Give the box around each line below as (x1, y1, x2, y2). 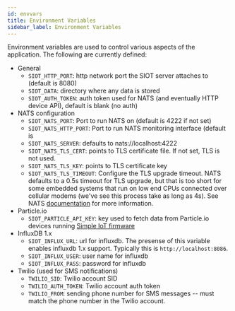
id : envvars (7, 10, 42, 18)
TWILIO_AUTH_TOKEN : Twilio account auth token (28, 282, 161, 291)
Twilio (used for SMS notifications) (17, 266, 119, 276)
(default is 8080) (28, 79, 78, 88)
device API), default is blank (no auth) (28, 102, 138, 110)
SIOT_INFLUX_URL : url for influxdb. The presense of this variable (28, 237, 210, 245)
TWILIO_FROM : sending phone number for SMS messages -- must (28, 289, 215, 298)
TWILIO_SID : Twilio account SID (28, 274, 118, 283)
